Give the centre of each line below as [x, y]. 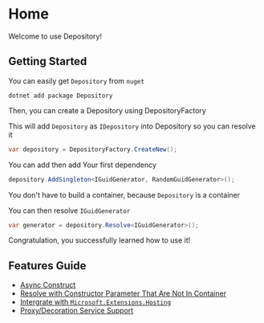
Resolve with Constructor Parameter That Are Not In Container [123, 293]
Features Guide [47, 266]
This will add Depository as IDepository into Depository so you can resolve [132, 126]
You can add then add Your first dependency [82, 165]
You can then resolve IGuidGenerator [69, 211]
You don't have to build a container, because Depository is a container [124, 194]
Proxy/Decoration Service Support [77, 311]
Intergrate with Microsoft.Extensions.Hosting [95, 302]
